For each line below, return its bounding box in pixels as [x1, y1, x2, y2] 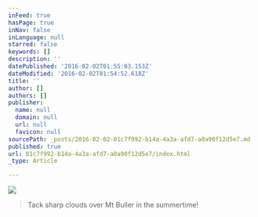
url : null [15, 121, 47, 128]
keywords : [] [8, 48, 51, 56]
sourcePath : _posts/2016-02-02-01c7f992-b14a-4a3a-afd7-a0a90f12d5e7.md [8, 135, 251, 143]
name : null [15, 107, 51, 114]
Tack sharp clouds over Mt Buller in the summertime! [27, 201, 198, 210]
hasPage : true [8, 19, 55, 27]
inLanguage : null [8, 33, 65, 42]
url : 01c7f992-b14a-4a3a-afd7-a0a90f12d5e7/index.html [8, 150, 191, 157]
